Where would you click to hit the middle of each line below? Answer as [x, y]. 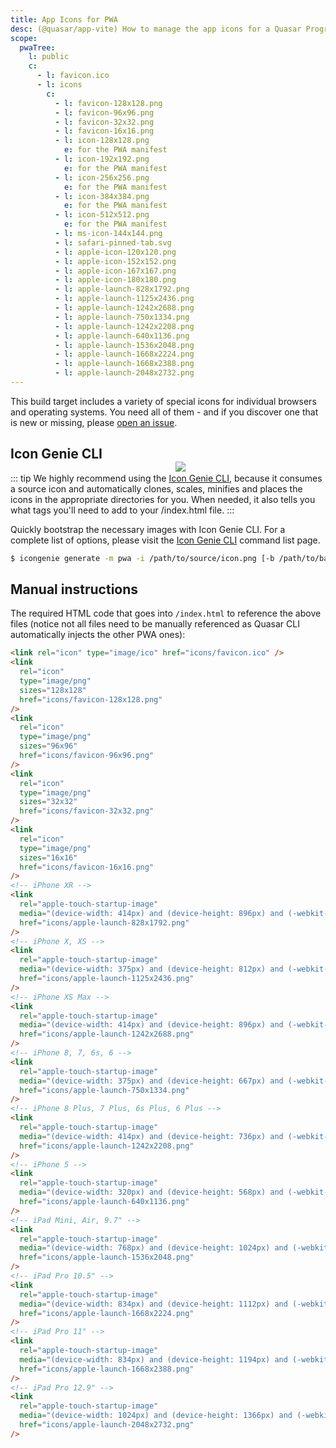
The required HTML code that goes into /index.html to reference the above [166, 613]
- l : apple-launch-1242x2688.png [124, 308]
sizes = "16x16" [48, 857]
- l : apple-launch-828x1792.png [122, 289]
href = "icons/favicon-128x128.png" [91, 699]
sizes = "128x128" [53, 690]
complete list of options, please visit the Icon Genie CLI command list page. [165, 540]
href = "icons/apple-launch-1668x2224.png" [107, 1313]
